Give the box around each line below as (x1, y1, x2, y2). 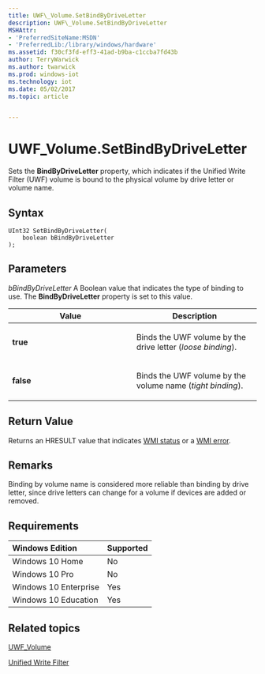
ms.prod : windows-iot (8, 70, 80, 78)
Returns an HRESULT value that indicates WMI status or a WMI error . (8, 435, 231, 445)
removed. (8, 496, 39, 506)
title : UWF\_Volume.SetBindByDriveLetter (8, 11, 147, 20)
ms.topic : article (8, 92, 69, 100)
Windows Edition (12, 543, 77, 554)
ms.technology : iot (8, 77, 73, 85)
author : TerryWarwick (8, 56, 80, 64)
